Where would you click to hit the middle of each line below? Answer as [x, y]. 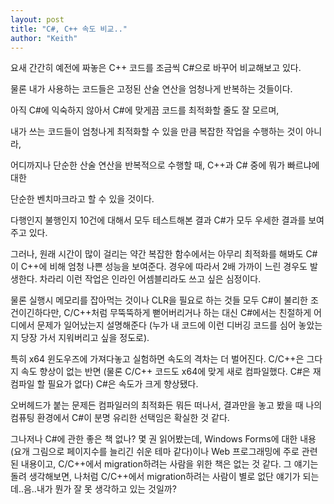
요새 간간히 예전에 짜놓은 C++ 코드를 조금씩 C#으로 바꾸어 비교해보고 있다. [156, 68]
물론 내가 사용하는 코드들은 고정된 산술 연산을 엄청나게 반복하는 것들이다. [151, 89]
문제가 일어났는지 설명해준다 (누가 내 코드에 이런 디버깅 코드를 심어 [166, 325]
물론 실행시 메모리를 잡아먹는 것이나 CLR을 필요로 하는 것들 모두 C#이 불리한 [159, 300]
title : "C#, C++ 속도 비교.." [69, 29]
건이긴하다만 [35, 313]
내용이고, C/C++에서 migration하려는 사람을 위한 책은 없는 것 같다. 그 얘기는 [169, 464]
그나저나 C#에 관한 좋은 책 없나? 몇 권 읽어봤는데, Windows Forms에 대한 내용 [163, 439]
